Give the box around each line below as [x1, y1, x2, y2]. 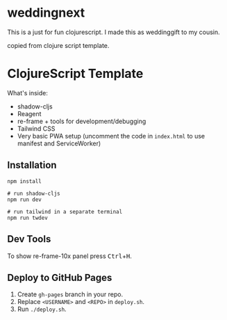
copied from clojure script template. [7, 41, 110, 49]
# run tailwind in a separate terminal [7, 208, 123, 215]
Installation [7, 159, 57, 171]
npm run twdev [7, 214, 49, 221]
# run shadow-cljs [7, 190, 60, 197]
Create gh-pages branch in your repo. [17, 290, 124, 298]
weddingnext [7, 5, 85, 21]
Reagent [17, 109, 42, 118]
